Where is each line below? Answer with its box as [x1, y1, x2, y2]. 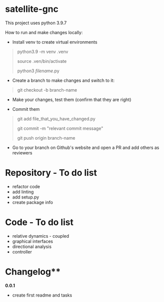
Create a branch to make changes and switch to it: [12, 77, 115, 83]
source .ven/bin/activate [17, 58, 67, 64]
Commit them [12, 106, 40, 112]
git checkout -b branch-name [17, 87, 77, 93]
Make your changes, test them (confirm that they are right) [12, 97, 131, 102]
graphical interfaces [12, 238, 53, 244]
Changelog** [5, 266, 61, 277]
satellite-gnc [5, 3, 59, 15]
